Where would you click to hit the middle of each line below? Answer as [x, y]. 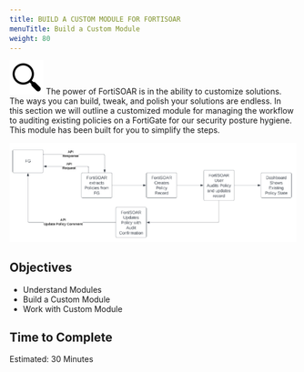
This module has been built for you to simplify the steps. [115, 130]
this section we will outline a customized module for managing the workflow [152, 111]
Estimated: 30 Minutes [51, 359]
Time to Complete [61, 337]
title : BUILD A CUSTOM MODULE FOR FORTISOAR [95, 19]
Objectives [41, 268]
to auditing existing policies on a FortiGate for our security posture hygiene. [151, 121]
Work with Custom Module [72, 308]
